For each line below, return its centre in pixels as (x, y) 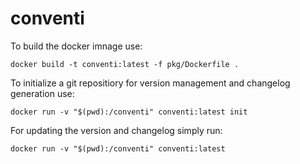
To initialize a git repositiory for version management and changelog (150, 83)
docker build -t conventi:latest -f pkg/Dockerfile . (125, 64)
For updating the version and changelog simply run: (116, 130)
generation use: (42, 93)
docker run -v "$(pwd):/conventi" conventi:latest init (129, 112)
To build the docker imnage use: (76, 46)
